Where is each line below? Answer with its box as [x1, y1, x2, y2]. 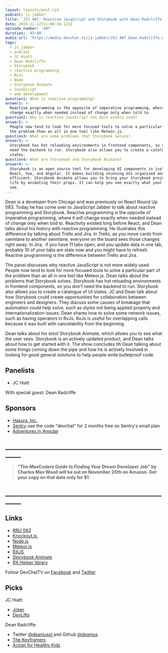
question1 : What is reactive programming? [5, 96, 95, 101]
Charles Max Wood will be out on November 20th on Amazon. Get [17, 469, 157, 475]
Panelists [5, 366, 35, 375]
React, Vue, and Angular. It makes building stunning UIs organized [9, 171, 155, 176]
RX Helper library [12, 559, 48, 566]
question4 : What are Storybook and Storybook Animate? [5, 157, 122, 162]
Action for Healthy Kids [12, 642, 60, 648]
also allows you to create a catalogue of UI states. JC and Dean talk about [5, 289, 157, 295]
